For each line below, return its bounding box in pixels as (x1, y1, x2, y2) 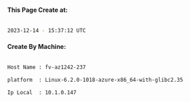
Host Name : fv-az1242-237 (7, 64, 86, 71)
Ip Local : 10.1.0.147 (7, 89, 77, 96)
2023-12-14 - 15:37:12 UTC (7, 27, 86, 34)
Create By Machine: (7, 42, 67, 50)
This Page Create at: (7, 6, 68, 14)
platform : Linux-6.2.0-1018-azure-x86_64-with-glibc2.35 (7, 77, 184, 84)
